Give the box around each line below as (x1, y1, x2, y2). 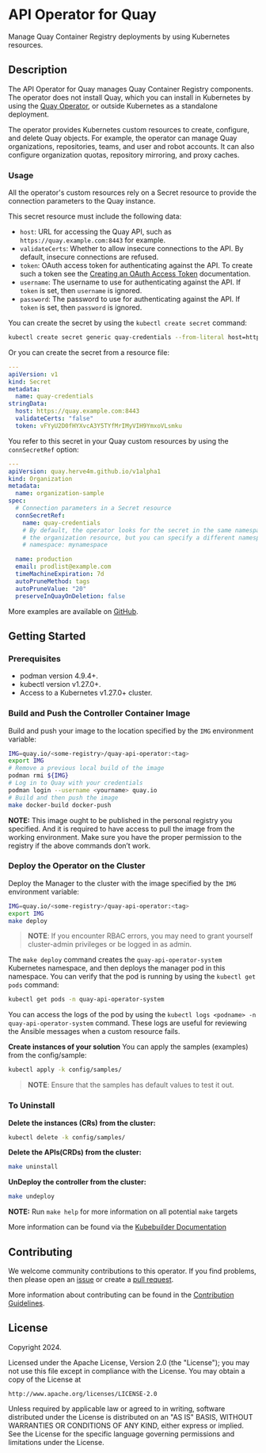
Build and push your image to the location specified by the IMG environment (8, 726, 254, 735)
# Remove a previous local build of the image (8, 765, 165, 772)
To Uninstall (8, 1100, 55, 1111)
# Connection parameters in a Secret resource (15, 505, 172, 513)
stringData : (8, 400, 47, 408)
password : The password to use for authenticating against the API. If (19, 295, 241, 304)
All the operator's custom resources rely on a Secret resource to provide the (8, 188, 257, 197)
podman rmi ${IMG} (8, 772, 69, 780)
